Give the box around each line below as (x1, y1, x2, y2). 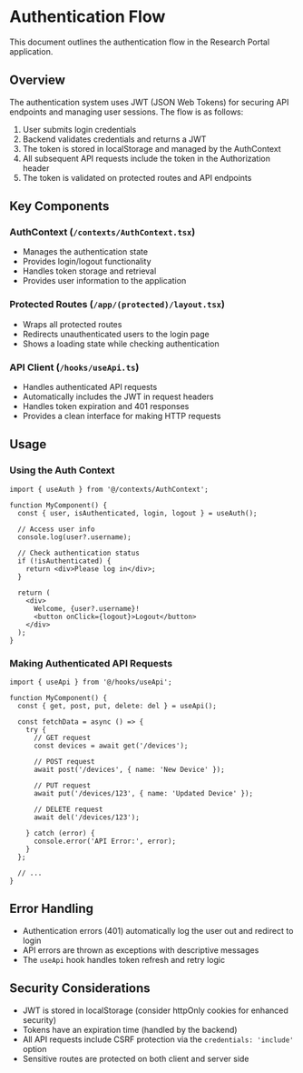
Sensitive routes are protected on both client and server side (22, 1053, 249, 1064)
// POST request (33, 757, 95, 767)
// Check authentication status (17, 548, 141, 557)
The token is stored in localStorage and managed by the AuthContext (22, 143, 281, 154)
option (22, 1043, 47, 1054)
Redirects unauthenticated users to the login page (22, 328, 210, 339)
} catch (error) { (25, 829, 95, 838)
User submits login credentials (22, 124, 137, 135)
